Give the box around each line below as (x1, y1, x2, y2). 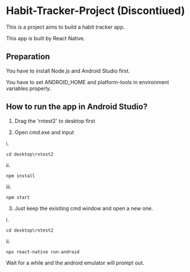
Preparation (6, 51, 50, 62)
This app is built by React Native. (6, 35, 85, 42)
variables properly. (6, 85, 51, 92)
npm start (6, 194, 30, 200)
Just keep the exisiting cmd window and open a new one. (14, 205, 153, 212)
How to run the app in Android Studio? (6, 102, 148, 112)
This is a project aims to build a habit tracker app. (6, 23, 125, 30)
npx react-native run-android (6, 249, 80, 255)
